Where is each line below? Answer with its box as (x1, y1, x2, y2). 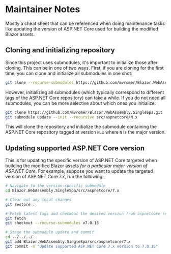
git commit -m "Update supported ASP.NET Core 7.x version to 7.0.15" (5, 244, 158, 249)
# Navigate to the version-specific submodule (5, 183, 106, 188)
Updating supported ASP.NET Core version (5, 144, 145, 152)
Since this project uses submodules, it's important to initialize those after (5, 59, 158, 66)
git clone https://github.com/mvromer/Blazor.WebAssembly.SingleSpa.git (5, 110, 163, 115)
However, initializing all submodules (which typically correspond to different (5, 89, 164, 95)
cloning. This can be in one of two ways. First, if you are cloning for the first (5, 65, 164, 71)
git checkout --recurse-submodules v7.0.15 (5, 220, 99, 226)
